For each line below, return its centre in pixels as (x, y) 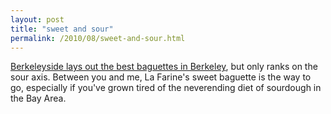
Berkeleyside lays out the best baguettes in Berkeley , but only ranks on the (164, 67)
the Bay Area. (38, 98)
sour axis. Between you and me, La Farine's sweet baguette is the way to (161, 77)
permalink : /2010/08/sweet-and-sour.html (98, 38)
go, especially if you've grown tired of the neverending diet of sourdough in (166, 88)
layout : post (37, 19)
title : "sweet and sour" (62, 29)
